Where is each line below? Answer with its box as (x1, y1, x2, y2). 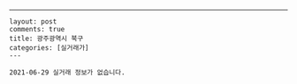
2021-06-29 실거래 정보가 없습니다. (9, 68, 126, 77)
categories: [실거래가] (9, 44, 89, 52)
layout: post (9, 17, 57, 26)
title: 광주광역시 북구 (9, 34, 84, 43)
